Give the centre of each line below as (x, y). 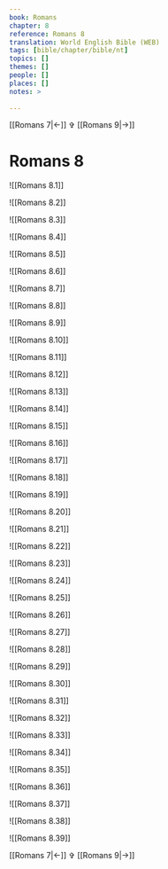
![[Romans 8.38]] (40, 821)
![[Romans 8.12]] (39, 374)
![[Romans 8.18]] (39, 478)
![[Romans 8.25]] (40, 598)
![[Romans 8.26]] (40, 615)
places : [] (29, 83)
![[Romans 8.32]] (40, 718)
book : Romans (33, 17)
